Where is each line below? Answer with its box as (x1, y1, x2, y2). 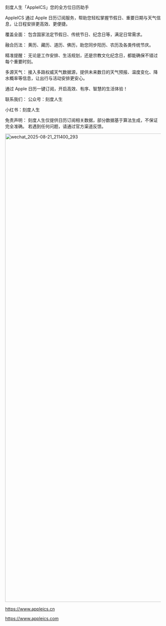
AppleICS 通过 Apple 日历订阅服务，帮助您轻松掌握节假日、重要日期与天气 (5, 15, 157, 21)
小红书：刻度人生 (5, 107, 40, 113)
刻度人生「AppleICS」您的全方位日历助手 (5, 4, 89, 10)
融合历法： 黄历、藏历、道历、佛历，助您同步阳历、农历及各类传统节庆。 (5, 42, 154, 48)
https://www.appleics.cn (5, 606, 55, 612)
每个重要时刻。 (5, 59, 36, 64)
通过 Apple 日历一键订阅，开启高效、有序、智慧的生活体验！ (5, 86, 128, 91)
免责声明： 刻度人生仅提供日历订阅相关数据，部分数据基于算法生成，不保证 (5, 117, 158, 123)
